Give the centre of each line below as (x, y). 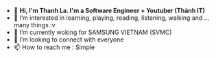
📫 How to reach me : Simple (54, 47)
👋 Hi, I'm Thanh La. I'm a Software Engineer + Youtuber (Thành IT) (109, 11)
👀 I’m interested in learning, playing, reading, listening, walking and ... (111, 18)
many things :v (35, 25)
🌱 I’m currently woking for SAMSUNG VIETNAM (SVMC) (93, 32)
